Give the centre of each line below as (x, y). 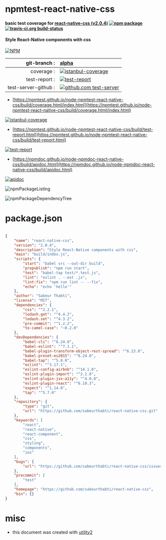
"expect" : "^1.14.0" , (45, 388)
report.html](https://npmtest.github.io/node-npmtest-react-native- (80, 134)
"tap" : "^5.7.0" (40, 392)
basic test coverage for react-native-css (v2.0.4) (57, 23)
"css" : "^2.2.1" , (41, 310)
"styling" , (34, 443)
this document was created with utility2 (52, 532)
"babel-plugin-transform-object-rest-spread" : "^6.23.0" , (84, 351)
